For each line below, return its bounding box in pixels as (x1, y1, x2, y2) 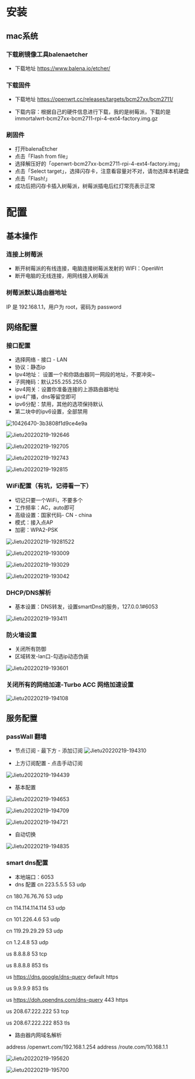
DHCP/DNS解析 (6, 588, 52, 596)
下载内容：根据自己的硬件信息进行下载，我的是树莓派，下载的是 (14, 108, 171, 116)
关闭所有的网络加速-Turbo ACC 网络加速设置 (6, 681, 134, 689)
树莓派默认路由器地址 (6, 288, 67, 297)
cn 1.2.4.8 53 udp (6, 938, 49, 945)
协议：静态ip (14, 363, 46, 371)
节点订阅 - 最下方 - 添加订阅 (14, 747, 83, 754)
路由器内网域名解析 (14, 1031, 62, 1039)
